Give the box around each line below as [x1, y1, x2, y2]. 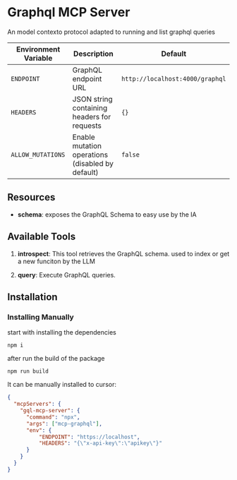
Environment [16, 44, 61, 54]
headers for [72, 112, 111, 121]
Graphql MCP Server [7, 4, 130, 20]
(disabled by [72, 158, 114, 168]
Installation [7, 291, 58, 303]
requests [72, 121, 102, 131]
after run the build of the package [7, 354, 105, 363]
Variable [23, 53, 53, 63]
